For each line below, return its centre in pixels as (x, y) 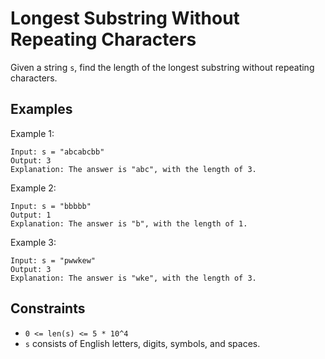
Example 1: (32, 133)
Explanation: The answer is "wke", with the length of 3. (133, 278)
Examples (41, 109)
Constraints (48, 308)
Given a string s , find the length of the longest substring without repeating (162, 67)
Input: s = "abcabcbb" (57, 152)
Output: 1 (31, 215)
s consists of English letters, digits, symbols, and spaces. (142, 343)
